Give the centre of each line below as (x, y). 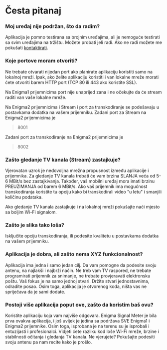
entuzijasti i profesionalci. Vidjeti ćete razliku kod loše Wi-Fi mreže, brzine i (82, 331)
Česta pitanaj (33, 11)
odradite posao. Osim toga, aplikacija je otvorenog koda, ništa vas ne (76, 286)
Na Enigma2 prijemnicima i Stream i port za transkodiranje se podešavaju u (82, 107)
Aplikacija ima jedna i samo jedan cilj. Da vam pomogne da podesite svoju (81, 265)
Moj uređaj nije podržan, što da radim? (53, 26)
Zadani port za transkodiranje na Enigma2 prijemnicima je (64, 137)
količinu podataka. (24, 197)
